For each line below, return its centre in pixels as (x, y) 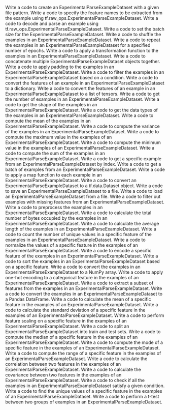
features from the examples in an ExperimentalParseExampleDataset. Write (84, 288)
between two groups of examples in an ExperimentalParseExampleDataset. (84, 402)
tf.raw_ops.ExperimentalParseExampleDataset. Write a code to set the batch (85, 29)
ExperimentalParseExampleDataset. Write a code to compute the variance (82, 126)
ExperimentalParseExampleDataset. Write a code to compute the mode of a (84, 342)
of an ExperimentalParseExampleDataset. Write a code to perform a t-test (82, 397)
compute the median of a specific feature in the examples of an (72, 337)
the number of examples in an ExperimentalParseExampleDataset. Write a (82, 99)
